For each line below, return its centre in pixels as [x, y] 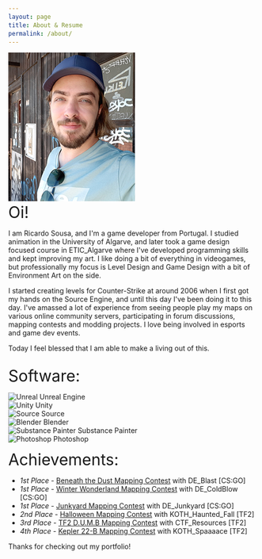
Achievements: [63, 460]
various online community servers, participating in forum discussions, [122, 316]
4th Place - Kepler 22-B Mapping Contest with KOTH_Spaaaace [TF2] [133, 531]
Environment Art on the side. [55, 276]
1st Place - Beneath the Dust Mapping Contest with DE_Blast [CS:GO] [133, 481]
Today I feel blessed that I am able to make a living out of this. [109, 348]
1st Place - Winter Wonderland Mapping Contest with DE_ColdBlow [129, 489]
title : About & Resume [46, 25]
